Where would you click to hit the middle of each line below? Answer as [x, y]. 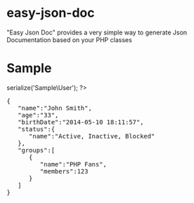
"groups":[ [37, 150]
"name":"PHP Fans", [73, 164]
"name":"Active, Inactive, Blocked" [92, 136]
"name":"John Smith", [55, 108]
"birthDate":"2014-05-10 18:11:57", [81, 122]
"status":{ [37, 129]
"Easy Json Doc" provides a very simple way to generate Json [97, 32]
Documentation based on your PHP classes [70, 39]
